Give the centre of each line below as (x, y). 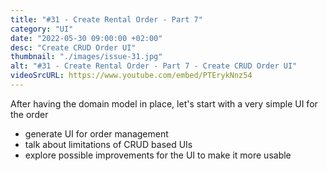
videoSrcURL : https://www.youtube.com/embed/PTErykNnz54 (131, 76)
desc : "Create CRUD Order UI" (73, 47)
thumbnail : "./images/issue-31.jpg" (86, 57)
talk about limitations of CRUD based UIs (108, 144)
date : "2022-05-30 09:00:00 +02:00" (86, 38)
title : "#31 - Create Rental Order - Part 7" (106, 19)
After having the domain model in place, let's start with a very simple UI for (164, 103)
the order (29, 114)
